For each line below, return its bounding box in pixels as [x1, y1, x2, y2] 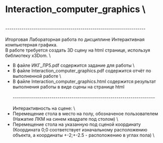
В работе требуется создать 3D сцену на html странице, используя [5, 47, 150, 53]
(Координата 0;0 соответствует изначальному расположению [12, 126, 147, 132]
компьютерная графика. [5, 41, 58, 47]
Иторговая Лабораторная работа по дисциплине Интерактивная [5, 36, 145, 42]
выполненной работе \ [12, 73, 62, 79]
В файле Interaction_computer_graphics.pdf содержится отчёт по [12, 67, 151, 74]
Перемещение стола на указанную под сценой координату [12, 121, 141, 127]
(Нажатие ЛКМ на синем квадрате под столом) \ [12, 116, 119, 122]
